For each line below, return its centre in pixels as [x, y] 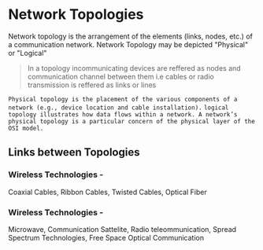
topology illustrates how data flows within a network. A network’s [123, 114]
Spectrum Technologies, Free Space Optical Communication [106, 237]
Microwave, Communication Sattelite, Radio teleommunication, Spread [122, 229]
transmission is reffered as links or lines [92, 85]
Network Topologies [76, 15]
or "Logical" [28, 53]
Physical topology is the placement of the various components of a [123, 99]
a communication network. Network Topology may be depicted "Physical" [128, 44]
